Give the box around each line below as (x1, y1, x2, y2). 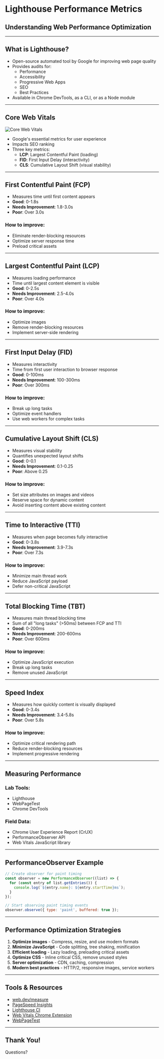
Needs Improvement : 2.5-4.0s (12, 290, 74, 296)
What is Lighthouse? (5, 45, 69, 53)
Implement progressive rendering (12, 751, 80, 757)
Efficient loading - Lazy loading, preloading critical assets (12, 949, 129, 955)
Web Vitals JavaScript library (12, 840, 71, 845)
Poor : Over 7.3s (12, 550, 44, 555)
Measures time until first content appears (12, 193, 95, 199)
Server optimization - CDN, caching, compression (12, 960, 114, 965)
